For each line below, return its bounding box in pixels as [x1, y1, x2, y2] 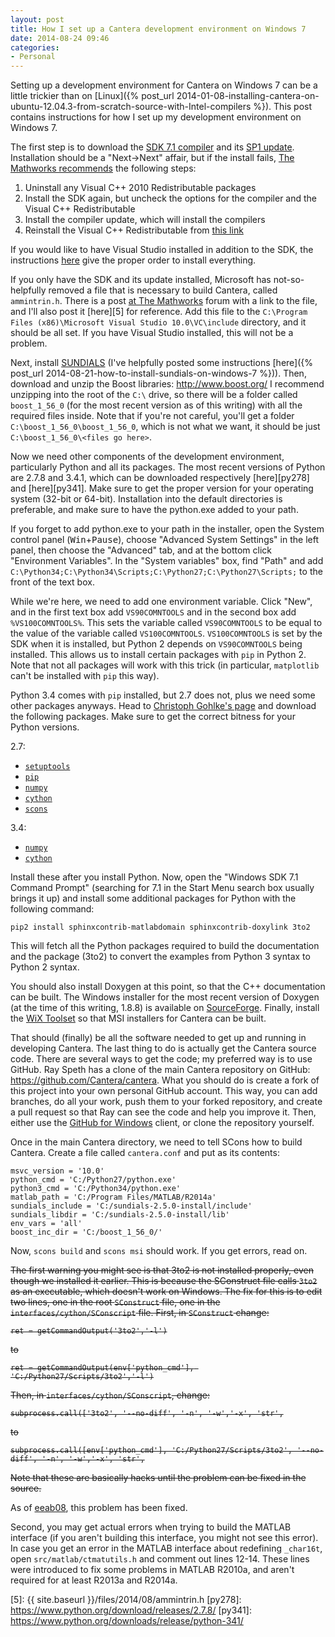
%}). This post [253, 101, 313, 113]
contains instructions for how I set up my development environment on [10, 111, 302, 123]
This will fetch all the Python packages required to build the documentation [10, 940, 320, 952]
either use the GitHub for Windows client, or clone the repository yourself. [10, 1117, 315, 1129]
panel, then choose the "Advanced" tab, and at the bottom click [10, 544, 273, 556]
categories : [10, 42, 60, 53]
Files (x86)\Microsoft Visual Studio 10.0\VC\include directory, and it [10, 316, 307, 328]
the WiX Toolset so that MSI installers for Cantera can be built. [10, 1012, 267, 1025]
